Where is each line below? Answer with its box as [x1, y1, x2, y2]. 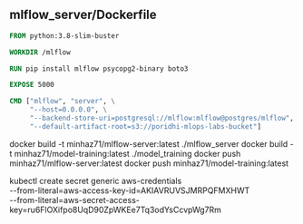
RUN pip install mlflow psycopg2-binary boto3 [9, 63, 189, 73]
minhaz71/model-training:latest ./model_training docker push [14, 148, 241, 159]
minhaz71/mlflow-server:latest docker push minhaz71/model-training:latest [9, 158, 288, 169]
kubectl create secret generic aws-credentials [9, 175, 182, 186]
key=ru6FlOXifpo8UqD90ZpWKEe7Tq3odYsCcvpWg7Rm [9, 204, 222, 215]
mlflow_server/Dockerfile [9, 7, 157, 23]
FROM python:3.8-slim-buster [9, 31, 120, 40]
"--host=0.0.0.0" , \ [29, 105, 107, 114]
